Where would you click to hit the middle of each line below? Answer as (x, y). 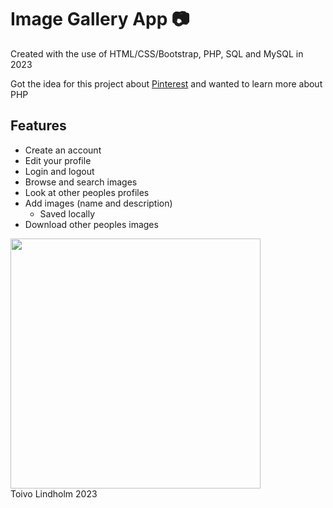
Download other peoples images (91, 224)
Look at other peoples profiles (87, 192)
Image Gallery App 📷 (100, 19)
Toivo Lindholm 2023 (54, 493)
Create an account (63, 150)
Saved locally (67, 213)
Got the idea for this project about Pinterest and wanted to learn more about (166, 83)
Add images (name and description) (98, 203)
